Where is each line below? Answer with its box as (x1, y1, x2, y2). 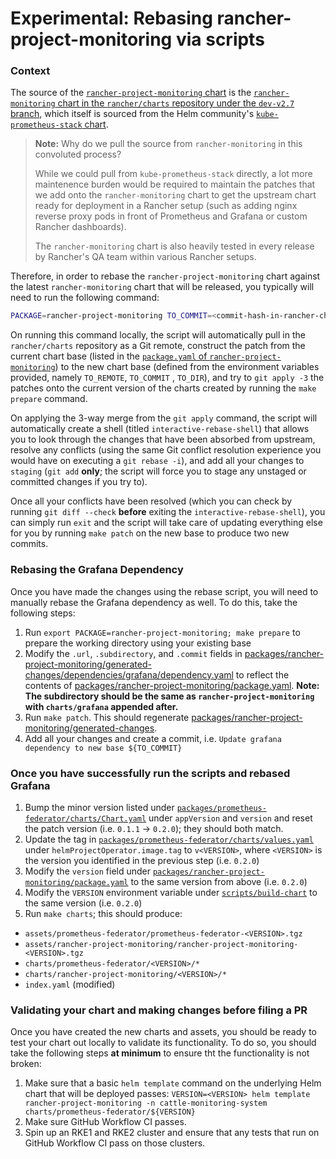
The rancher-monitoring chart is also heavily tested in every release (34, 240, 315, 252)
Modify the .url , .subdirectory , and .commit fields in (24, 647, 243, 659)
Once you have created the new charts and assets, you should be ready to (10, 1026, 317, 1038)
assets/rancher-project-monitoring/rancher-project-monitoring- (24, 939, 299, 949)
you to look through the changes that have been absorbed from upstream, (10, 433, 316, 446)
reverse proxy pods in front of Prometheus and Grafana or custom (34, 210, 308, 222)
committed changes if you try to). (10, 476, 148, 488)
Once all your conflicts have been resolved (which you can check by (10, 495, 293, 507)
